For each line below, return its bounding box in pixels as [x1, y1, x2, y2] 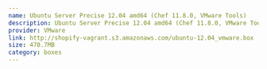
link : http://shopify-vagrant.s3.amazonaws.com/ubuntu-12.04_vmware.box [8, 33, 254, 42]
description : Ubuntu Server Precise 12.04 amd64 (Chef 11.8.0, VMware [8, 19, 247, 27]
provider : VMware [8, 26, 66, 34]
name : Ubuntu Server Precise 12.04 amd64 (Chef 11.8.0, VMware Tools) [8, 11, 247, 20]
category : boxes [8, 48, 62, 56]
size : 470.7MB [8, 41, 56, 49]
